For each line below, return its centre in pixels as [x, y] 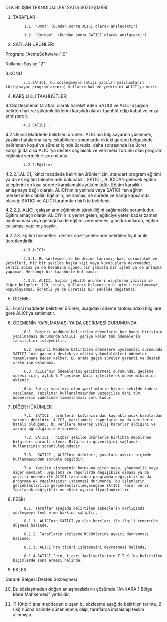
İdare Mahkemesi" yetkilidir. [41, 594]
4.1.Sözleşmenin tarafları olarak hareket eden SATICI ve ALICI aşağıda [77, 105]
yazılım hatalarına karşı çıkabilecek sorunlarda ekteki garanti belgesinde [79, 140]
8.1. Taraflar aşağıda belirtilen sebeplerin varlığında [84, 508]
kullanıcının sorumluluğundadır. [47, 446]
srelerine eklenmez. [34, 363]
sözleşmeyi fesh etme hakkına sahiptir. [55, 513]
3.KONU [14, 73]
